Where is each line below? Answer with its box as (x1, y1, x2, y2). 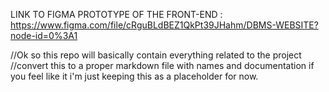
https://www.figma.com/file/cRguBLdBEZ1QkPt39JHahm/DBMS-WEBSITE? (10, 19, 319, 31)
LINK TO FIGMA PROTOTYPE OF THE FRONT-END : (10, 9, 223, 20)
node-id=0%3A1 (10, 30, 78, 41)
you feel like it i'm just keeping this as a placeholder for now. (10, 70, 259, 82)
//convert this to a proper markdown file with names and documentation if (10, 60, 315, 71)
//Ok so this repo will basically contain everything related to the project (10, 49, 302, 61)
